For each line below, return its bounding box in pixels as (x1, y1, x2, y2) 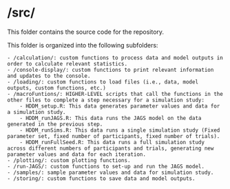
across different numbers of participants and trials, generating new (7, 145, 214, 152)
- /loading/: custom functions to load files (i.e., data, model (7, 78, 198, 86)
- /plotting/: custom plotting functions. (7, 157, 131, 163)
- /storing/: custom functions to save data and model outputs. (7, 175, 196, 182)
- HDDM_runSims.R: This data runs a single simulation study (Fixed (19, 126, 220, 134)
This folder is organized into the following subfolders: (7, 41, 158, 49)
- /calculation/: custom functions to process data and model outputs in (7, 54, 224, 61)
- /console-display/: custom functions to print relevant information (7, 66, 214, 73)
